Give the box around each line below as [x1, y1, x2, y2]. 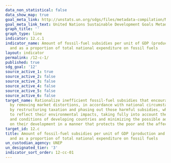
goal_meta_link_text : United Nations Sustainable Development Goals [5, 21, 154, 27]
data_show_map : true [5, 12, 49, 17]
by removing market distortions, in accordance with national [10, 103, 145, 108]
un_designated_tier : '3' [5, 145, 58, 151]
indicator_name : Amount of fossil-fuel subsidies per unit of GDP [5, 41, 149, 46]
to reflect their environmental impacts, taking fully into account [10, 112, 158, 118]
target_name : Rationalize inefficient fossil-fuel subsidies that [5, 98, 149, 103]
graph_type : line [5, 31, 42, 36]
